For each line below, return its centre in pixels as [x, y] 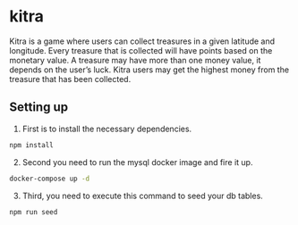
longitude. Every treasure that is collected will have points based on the [141, 50]
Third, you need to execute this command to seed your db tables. [143, 196]
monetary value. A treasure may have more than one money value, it [135, 60]
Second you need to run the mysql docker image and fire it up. [137, 162]
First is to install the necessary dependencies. [107, 129]
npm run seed [34, 212]
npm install [31, 145]
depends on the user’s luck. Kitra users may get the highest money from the [149, 70]
